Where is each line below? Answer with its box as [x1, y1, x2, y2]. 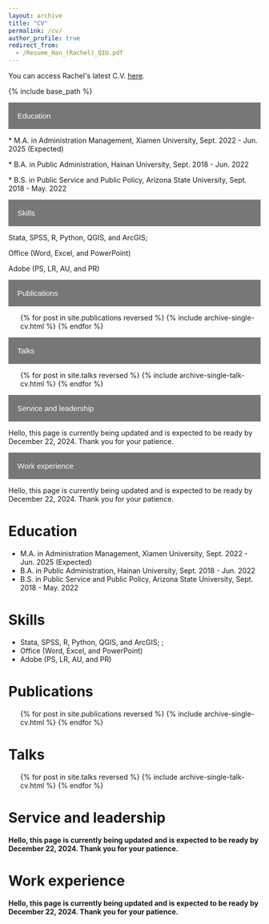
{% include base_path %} [8, 87, 93, 96]
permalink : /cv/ [8, 26, 62, 34]
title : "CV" [8, 19, 48, 27]
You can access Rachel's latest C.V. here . [8, 71, 146, 80]
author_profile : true [8, 34, 81, 42]
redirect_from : [8, 42, 59, 50]
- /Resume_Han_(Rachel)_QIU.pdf [15, 49, 124, 57]
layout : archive [8, 11, 62, 20]
